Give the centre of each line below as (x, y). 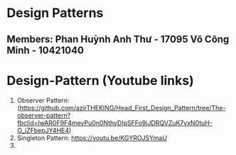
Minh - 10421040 (45, 50)
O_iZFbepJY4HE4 (43, 130)
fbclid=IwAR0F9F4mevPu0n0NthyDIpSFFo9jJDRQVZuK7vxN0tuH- (114, 122)
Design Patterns (55, 13)
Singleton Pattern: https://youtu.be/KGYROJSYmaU (92, 138)
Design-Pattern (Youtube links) (101, 80)
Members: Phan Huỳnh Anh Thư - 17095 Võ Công (118, 39)
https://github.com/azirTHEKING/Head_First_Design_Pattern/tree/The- (123, 108)
